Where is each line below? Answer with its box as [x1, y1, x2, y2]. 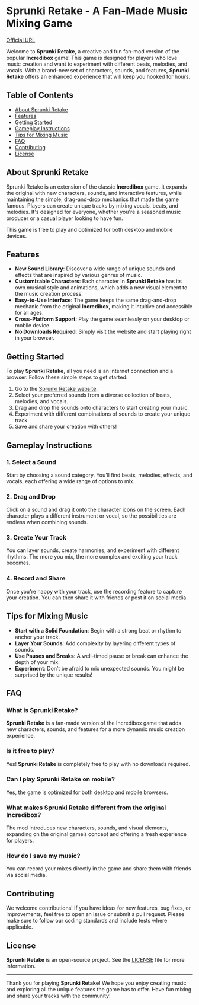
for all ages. [14, 310, 44, 317]
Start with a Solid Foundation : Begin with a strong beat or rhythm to [14, 627, 182, 634]
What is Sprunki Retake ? [6, 706, 78, 714]
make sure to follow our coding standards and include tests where [6, 917, 168, 924]
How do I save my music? [6, 852, 81, 860]
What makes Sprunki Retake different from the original [6, 803, 166, 812]
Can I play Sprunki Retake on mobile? [6, 775, 115, 783]
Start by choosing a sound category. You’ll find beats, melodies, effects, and [6, 471, 192, 478]
